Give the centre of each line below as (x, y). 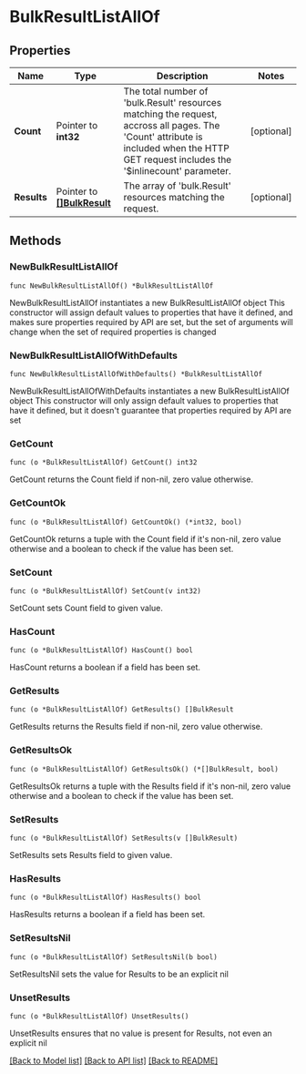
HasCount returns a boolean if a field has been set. (105, 668)
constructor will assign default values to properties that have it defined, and (151, 312)
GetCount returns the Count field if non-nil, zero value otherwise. (131, 479)
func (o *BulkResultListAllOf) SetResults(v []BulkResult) (124, 839)
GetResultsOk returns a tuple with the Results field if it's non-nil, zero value (150, 786)
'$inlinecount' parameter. (178, 171)
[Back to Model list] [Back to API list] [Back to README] (114, 1060)
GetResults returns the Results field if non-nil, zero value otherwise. (136, 727)
